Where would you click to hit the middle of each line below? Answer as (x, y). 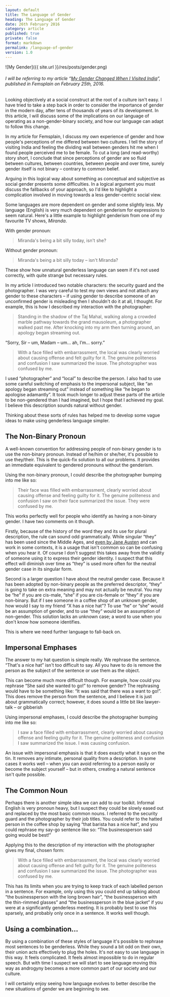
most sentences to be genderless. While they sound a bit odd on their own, (83, 946)
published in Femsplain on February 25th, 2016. (55, 84)
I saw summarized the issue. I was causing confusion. (74, 743)
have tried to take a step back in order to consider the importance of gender (84, 105)
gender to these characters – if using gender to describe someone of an (80, 296)
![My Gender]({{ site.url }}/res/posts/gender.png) (56, 67)
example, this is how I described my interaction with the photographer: (79, 306)
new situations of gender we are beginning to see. (57, 989)
